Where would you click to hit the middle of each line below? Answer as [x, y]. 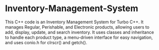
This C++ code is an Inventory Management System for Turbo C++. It [74, 22]
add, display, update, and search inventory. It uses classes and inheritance [79, 32]
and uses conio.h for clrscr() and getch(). [46, 42]
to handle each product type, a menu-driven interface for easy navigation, [79, 37]
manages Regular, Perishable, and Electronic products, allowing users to [77, 27]
